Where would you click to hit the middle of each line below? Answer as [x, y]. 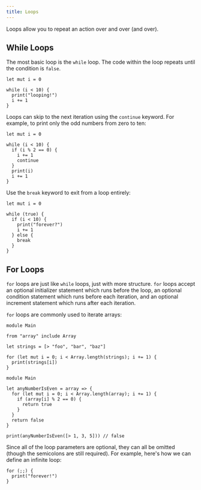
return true [37, 405]
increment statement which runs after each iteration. [71, 303]
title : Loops [22, 12]
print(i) [22, 171]
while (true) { [25, 214]
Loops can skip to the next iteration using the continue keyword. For [90, 117]
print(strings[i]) [35, 363]
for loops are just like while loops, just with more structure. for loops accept [101, 284]
